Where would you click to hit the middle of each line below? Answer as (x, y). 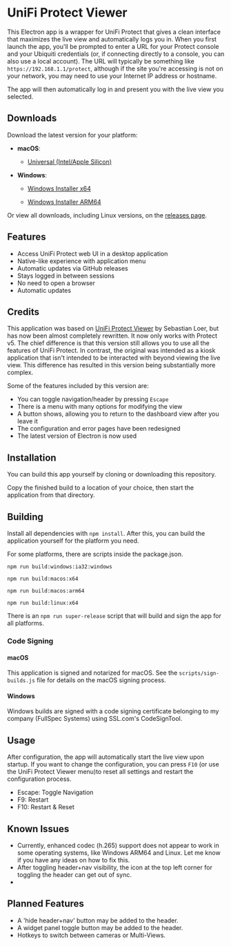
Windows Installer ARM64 (64, 202)
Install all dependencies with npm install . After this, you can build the (106, 533)
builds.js (21, 681)
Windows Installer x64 (59, 189)
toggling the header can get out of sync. (74, 874)
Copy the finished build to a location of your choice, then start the (101, 488)
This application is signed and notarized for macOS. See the (92, 673)
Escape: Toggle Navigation (55, 793)
